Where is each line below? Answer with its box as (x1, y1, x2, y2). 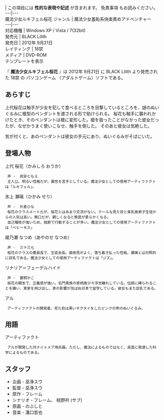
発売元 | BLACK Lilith (5, 34, 47, 39)
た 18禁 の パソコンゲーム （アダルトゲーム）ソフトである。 (5, 75, 126, 81)
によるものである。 (8, 350, 42, 355)
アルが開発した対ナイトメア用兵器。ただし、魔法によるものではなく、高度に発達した (7, 345, 153, 350)
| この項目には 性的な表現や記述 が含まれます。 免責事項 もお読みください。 (5, 5, 158, 10)
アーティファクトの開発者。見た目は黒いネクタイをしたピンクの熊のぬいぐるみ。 (7, 306, 145, 311)
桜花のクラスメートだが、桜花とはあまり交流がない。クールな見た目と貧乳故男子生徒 (7, 209, 153, 214)
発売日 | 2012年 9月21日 (5, 40, 53, 46)
